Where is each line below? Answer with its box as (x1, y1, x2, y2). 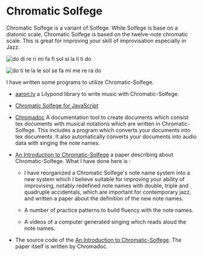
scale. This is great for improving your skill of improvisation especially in (6, 37, 187, 44)
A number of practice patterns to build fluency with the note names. (24, 206, 194, 214)
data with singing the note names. (15, 139, 100, 146)
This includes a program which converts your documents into (37, 126, 191, 133)
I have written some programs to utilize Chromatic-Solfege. (6, 78, 154, 86)
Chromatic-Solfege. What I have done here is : (15, 157, 131, 164)
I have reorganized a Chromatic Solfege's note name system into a (24, 169, 190, 176)
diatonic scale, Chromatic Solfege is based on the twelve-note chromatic (6, 30, 188, 37)
